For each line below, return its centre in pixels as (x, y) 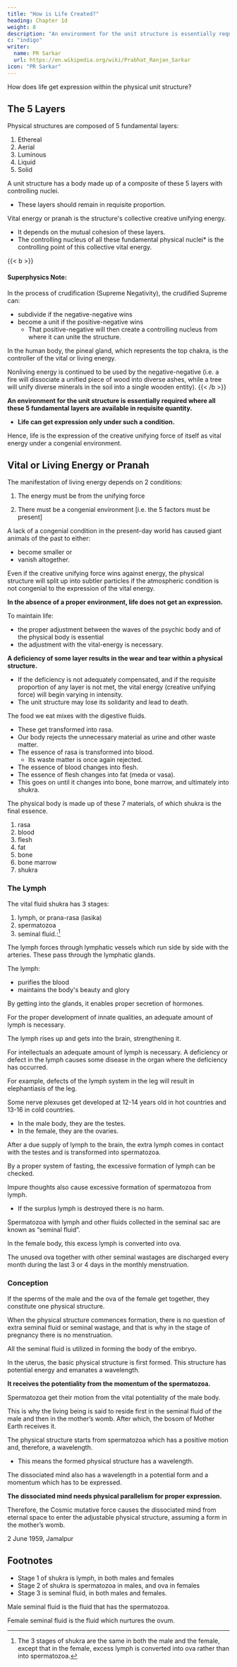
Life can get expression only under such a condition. (96, 421)
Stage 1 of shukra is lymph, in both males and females (96, 1578)
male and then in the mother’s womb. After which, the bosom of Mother (111, 1418)
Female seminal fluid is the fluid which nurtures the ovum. (91, 1620)
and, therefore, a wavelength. (50, 1447)
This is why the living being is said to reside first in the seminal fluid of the (115, 1411)
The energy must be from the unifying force (81, 496)
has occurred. (28, 1067)
